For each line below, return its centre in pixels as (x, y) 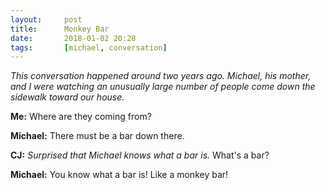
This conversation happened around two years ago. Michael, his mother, (161, 76)
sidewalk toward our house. (67, 97)
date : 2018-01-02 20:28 (73, 38)
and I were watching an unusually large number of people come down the (163, 87)
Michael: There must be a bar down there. (97, 136)
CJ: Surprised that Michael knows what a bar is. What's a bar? (140, 155)
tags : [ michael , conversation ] (89, 47)
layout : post (46, 19)
